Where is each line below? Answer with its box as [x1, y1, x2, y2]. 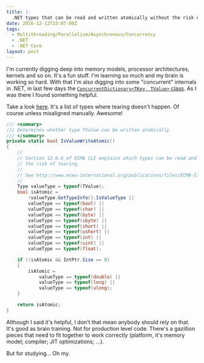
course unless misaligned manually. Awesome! [6, 109, 123, 116]
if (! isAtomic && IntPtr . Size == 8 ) [17, 256, 110, 263]
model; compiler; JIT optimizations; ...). [6, 337, 104, 345]
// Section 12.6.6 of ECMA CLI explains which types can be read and [17, 155, 197, 161]
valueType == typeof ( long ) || [38, 280, 115, 286]
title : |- [6, 9, 32, 15]
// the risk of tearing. [17, 161, 80, 167]
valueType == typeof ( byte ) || [28, 211, 104, 218]
